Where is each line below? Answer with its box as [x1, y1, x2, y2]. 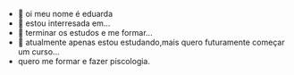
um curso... [17, 46, 60, 57]
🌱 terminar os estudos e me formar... [17, 28, 154, 37]
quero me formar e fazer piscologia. [17, 56, 150, 66]
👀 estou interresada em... [17, 18, 111, 29]
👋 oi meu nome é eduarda [17, 9, 113, 19]
